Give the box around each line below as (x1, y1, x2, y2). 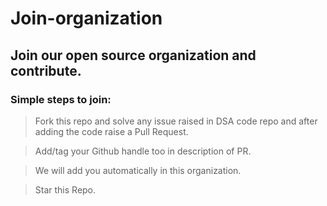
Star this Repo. (34, 183, 97, 196)
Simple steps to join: (10, 92, 112, 106)
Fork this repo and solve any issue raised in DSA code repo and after (34, 115, 318, 127)
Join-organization (10, 7, 163, 30)
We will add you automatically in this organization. (34, 164, 242, 176)
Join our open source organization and (10, 47, 257, 64)
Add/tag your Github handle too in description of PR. (34, 145, 252, 157)
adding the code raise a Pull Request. (34, 125, 189, 137)
